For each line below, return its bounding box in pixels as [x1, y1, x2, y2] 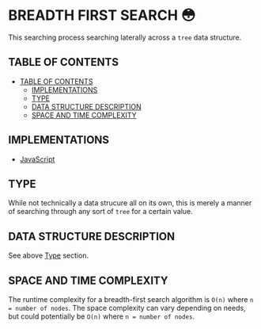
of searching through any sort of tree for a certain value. [8, 207, 194, 216]
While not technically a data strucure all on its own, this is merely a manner [8, 198, 252, 208]
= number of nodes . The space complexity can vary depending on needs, [8, 304, 247, 312]
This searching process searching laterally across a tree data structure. [8, 33, 242, 42]
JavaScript [19, 154, 55, 164]
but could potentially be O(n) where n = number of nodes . [8, 312, 195, 321]
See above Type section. [8, 251, 89, 260]
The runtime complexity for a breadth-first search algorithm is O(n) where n [8, 295, 254, 304]
